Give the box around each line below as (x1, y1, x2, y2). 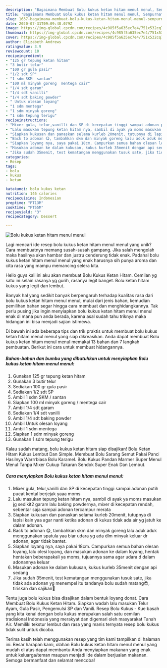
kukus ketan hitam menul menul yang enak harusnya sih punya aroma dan (5, 257, 157, 263)
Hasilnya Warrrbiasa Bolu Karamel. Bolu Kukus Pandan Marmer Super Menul (5, 457, 162, 462)
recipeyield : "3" (5, 209, 42, 214)
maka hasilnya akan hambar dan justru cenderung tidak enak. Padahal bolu (5, 252, 159, 258)
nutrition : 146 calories (5, 191, 57, 196)
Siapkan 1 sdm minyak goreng (12, 431, 74, 437)
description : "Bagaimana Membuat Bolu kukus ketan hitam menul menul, (5, 7, 155, 12)
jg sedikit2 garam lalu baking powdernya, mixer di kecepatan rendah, (12, 501, 154, 508)
